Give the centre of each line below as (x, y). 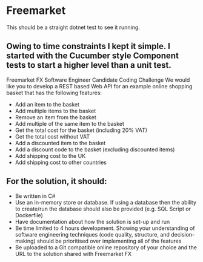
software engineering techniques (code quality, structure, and (92, 234)
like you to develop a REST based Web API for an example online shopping (99, 86)
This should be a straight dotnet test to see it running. (73, 27)
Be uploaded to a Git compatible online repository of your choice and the (106, 247)
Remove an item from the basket (55, 117)
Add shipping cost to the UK (50, 156)
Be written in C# (35, 196)
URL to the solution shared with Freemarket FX (73, 254)
